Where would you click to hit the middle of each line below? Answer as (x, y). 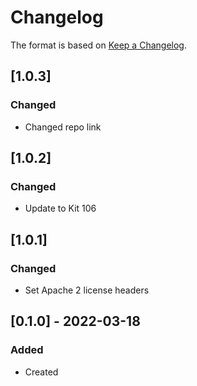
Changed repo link (63, 127)
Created (41, 372)
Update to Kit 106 (60, 208)
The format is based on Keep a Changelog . (98, 45)
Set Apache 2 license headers (87, 290)
